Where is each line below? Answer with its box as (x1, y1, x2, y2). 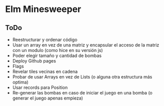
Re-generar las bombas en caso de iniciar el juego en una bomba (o (12, 90, 152, 95)
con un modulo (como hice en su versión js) (12, 47, 103, 53)
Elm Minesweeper (5, 3, 81, 15)
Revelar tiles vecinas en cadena (12, 68, 78, 74)
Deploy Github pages (12, 58, 56, 63)
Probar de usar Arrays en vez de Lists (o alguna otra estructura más (12, 74, 152, 79)
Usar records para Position (12, 84, 68, 90)
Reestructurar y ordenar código (12, 36, 77, 42)
